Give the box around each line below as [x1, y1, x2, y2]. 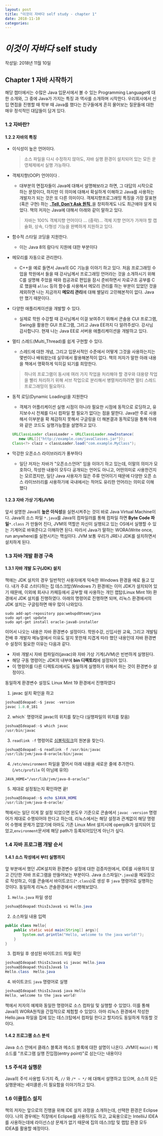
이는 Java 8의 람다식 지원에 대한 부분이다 [19, 244, 98, 250]
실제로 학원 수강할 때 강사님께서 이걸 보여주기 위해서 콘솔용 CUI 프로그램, [19, 316, 158, 322]
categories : [5, 20, 29, 26]
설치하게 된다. [5, 539, 32, 545]
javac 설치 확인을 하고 [12, 690, 54, 696]
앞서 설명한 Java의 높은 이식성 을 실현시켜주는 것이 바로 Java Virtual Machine [5, 508, 152, 514]
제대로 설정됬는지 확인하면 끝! [12, 786, 68, 792]
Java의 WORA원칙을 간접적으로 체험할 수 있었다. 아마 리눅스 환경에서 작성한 [5, 1008, 149, 1014]
